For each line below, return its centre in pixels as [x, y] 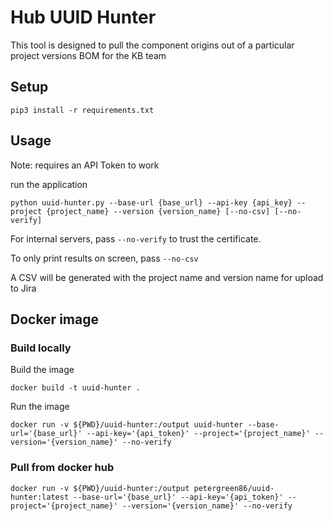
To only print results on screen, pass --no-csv [104, 258]
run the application [49, 184]
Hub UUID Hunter [83, 17]
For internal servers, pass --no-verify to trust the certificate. [136, 238]
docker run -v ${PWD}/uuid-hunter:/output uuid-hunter [127, 425]
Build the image [42, 370]
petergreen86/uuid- [234, 488]
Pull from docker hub [62, 468]
